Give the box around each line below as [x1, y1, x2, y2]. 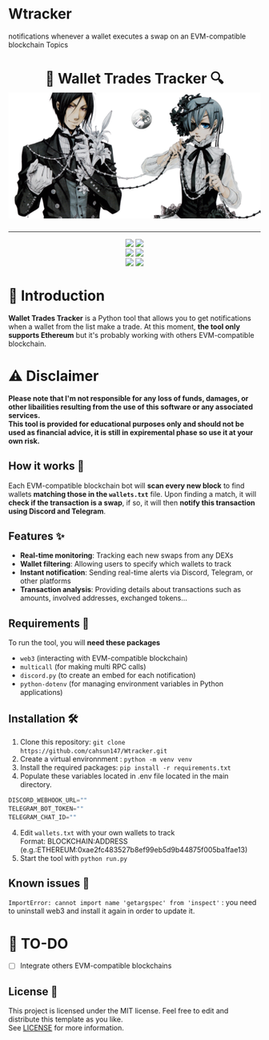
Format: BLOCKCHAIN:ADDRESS [19, 836, 128, 846]
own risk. [8, 436, 40, 445]
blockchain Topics [8, 39, 69, 49]
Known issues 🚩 [8, 876, 90, 891]
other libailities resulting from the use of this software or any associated [8, 402, 254, 412]
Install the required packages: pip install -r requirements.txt [19, 763, 231, 773]
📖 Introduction [8, 286, 106, 305]
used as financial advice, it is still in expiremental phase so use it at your [8, 427, 254, 437]
